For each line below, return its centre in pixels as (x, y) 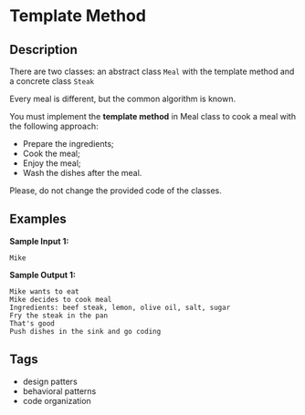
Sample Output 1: (42, 275)
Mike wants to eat (44, 291)
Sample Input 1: (39, 241)
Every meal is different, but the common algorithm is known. (123, 99)
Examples (38, 219)
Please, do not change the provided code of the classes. (116, 191)
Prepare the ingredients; (68, 144)
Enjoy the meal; (52, 163)
